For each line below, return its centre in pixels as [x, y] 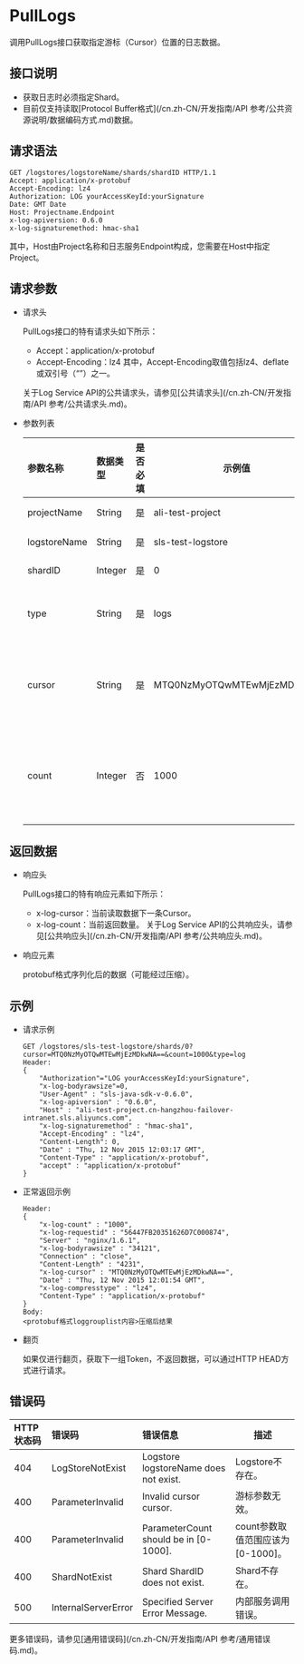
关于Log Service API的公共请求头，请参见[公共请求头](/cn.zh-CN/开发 [152, 393]
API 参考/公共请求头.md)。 [83, 404]
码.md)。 [26, 1650]
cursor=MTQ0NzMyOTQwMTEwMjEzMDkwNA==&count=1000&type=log [134, 1054]
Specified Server [178, 1601]
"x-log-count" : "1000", [86, 1225]
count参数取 [261, 1526]
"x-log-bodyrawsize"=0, [84, 1086]
